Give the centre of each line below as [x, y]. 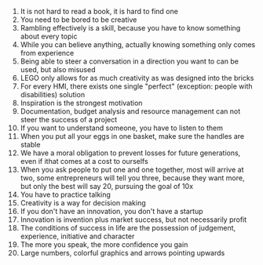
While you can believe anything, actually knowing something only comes [138, 45]
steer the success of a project [69, 120]
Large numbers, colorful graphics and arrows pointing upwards [122, 253]
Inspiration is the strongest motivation [81, 103]
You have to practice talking [65, 194]
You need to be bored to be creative [79, 20]
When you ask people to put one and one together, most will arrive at [132, 169]
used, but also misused [58, 69]
